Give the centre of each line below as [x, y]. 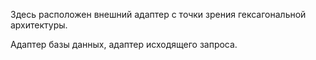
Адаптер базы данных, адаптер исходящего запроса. [124, 44]
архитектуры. [39, 25]
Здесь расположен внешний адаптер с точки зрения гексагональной [158, 14]
